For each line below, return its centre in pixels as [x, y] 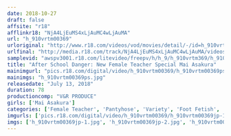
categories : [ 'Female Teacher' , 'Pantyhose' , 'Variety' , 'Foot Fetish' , [113, 109]
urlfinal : [21, 52]
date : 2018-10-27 [32, 13]
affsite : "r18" [29, 26]
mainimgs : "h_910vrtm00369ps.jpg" [57, 77]
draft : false [26, 20]
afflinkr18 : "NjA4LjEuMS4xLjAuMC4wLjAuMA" [69, 33]
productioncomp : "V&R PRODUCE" [52, 97]
